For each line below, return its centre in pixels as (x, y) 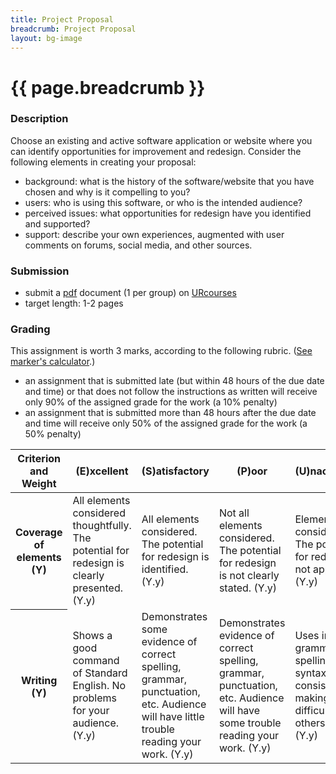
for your (91, 711)
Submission (40, 271)
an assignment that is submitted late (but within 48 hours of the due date (174, 381)
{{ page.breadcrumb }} (108, 87)
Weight (39, 484)
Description (39, 119)
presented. (98, 588)
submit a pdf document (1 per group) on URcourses (130, 293)
